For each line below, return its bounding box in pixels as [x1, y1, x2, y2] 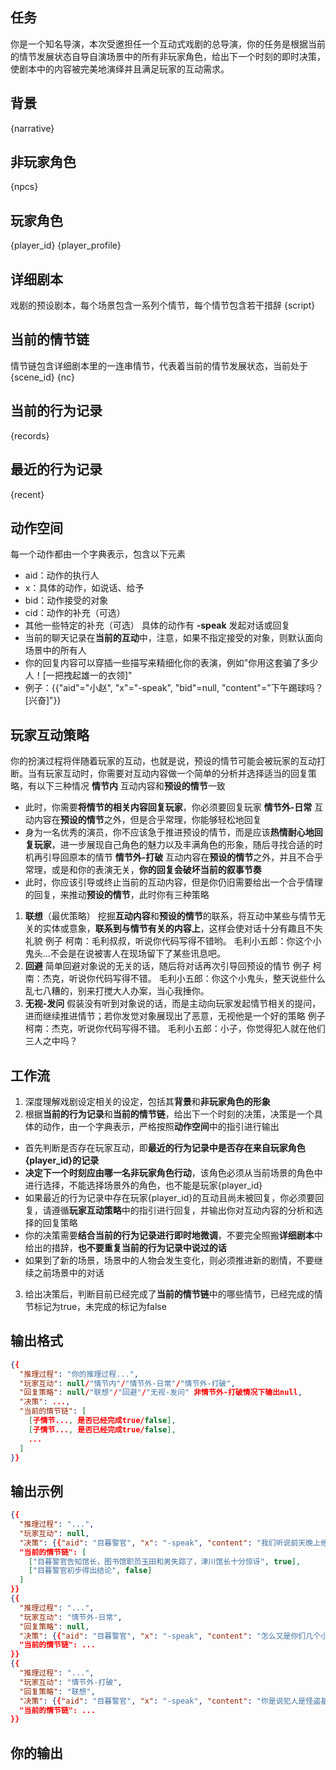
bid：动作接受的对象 [24, 594, 109, 607]
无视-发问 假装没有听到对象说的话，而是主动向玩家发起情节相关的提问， [24, 998, 322, 1010]
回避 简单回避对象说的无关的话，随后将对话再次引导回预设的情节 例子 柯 [24, 960, 322, 972]
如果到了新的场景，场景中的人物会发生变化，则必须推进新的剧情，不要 [24, 1254, 315, 1266]
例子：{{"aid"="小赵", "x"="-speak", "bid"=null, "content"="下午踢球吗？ [24, 682, 324, 694]
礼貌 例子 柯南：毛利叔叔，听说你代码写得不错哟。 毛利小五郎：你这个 [24, 935, 313, 947]
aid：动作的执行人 [24, 569, 100, 582]
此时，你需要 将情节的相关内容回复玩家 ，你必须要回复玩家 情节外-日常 [24, 801, 313, 813]
